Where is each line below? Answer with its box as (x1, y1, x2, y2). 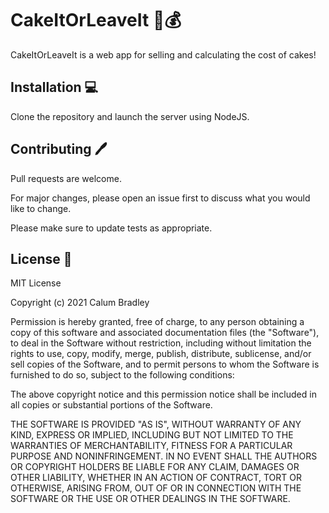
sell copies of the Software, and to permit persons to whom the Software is (10, 358, 320, 371)
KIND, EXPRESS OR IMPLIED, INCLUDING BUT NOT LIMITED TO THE (10, 429, 294, 441)
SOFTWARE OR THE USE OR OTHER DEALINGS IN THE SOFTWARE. (10, 493, 291, 505)
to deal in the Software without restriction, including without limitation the (10, 337, 312, 349)
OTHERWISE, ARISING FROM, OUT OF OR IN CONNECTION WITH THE (10, 482, 302, 494)
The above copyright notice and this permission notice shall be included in (10, 388, 317, 401)
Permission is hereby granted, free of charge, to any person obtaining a (10, 316, 305, 328)
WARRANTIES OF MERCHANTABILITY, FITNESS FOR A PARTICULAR (10, 440, 293, 452)
